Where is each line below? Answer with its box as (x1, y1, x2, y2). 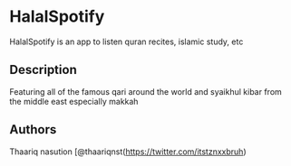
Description (9, 62, 77, 78)
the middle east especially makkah (9, 96, 139, 106)
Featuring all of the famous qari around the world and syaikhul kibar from (9, 86, 283, 97)
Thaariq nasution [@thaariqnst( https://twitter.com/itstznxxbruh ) (9, 146, 247, 157)
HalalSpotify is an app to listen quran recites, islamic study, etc (9, 36, 244, 47)
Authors (9, 122, 57, 137)
